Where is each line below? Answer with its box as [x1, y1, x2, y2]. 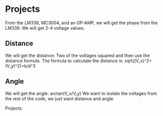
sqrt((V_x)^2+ [124, 58, 152, 64]
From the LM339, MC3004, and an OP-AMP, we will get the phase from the [5, 20, 158, 26]
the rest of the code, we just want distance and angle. [5, 95, 115, 102]
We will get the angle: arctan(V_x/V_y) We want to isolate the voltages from [5, 90, 157, 96]
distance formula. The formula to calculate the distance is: [5, 58, 123, 64]
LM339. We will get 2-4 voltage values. [5, 25, 85, 31]
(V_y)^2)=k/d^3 [5, 63, 36, 69]
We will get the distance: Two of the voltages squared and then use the [5, 52, 150, 58]
